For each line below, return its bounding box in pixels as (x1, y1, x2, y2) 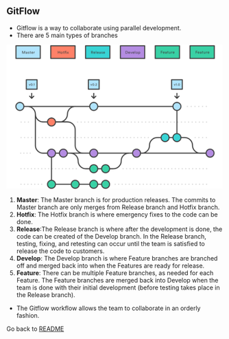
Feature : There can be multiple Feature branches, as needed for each (16, 268, 214, 277)
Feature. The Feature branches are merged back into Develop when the (16, 276, 219, 284)
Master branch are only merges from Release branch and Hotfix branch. (16, 203, 220, 211)
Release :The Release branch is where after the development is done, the (16, 225, 223, 233)
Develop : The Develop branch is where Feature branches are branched (16, 254, 218, 262)
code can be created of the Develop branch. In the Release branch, (16, 232, 207, 240)
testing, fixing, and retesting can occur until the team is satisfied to (16, 239, 205, 248)
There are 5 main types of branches (16, 31, 118, 39)
